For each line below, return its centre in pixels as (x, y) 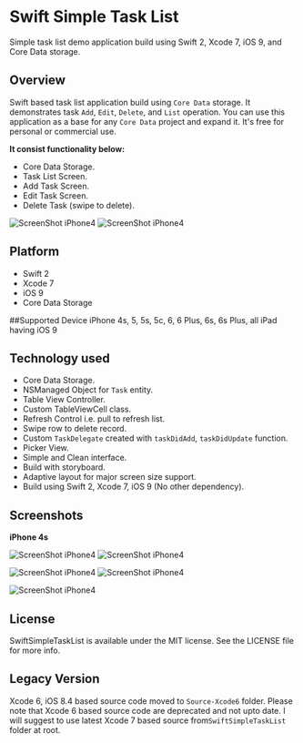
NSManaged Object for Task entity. (88, 390)
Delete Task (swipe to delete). (78, 205)
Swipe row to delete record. (75, 429)
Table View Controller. (64, 400)
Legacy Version (55, 679)
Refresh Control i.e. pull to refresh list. (94, 419)
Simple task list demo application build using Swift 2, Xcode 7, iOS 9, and (146, 42)
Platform (35, 252)
